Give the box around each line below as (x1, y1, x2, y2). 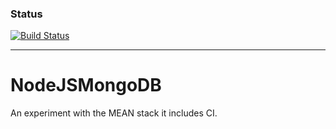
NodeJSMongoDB (10, 74, 162, 97)
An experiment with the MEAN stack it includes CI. (10, 107, 218, 119)
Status (10, 7, 43, 21)
